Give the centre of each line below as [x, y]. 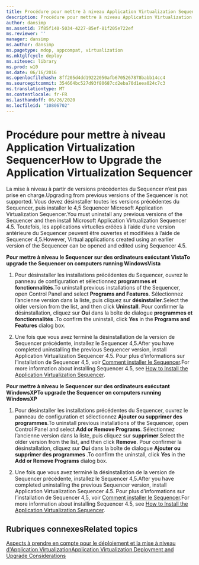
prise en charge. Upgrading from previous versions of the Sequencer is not [97, 195]
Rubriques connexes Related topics [72, 529]
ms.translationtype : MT [36, 89]
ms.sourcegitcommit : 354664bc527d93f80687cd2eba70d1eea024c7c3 [86, 84]
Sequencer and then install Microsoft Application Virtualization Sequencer [96, 221]
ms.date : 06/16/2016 [32, 72]
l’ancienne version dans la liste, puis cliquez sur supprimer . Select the [99, 436]
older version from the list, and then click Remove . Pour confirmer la [98, 442]
